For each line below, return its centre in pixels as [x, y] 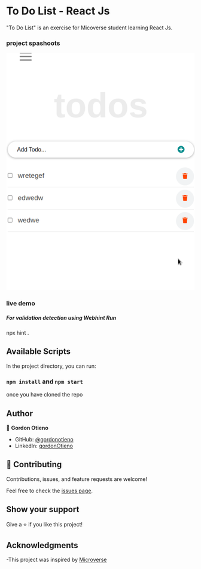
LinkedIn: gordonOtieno [44, 446]
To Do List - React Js [58, 11]
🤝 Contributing [34, 464]
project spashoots [33, 43]
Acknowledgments [42, 545]
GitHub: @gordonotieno [44, 439]
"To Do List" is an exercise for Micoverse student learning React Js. [89, 28]
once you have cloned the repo [45, 395]
